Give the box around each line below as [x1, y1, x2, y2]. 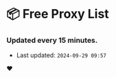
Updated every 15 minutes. [6, 36, 98, 46]
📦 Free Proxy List [6, 6, 109, 22]
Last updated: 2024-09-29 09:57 [16, 51, 107, 59]
